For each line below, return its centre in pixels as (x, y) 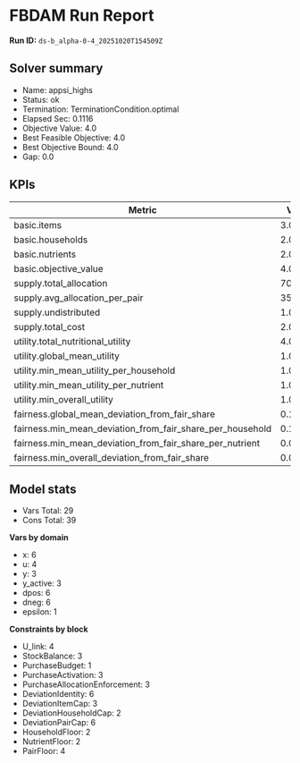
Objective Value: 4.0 (59, 128)
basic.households (51, 240)
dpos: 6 (36, 593)
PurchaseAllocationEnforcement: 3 (86, 684)
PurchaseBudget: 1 (57, 666)
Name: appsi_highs (58, 89)
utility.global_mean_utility (67, 356)
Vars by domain (39, 538)
